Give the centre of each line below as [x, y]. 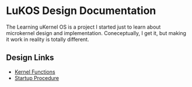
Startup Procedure [37, 78]
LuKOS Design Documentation [81, 11]
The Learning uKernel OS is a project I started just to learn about [83, 27]
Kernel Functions [35, 72]
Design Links [30, 58]
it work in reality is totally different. [48, 39]
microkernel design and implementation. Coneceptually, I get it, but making [96, 33]
